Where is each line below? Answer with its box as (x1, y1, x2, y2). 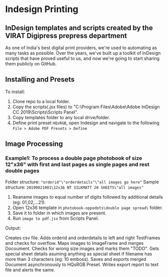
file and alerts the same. (5, 266, 55, 272)
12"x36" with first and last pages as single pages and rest (5, 161, 149, 168)
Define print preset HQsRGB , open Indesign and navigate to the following (12, 120, 159, 126)
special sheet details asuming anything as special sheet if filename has (5, 250, 152, 257)
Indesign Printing (5, 4, 79, 15)
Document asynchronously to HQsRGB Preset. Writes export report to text (5, 261, 159, 267)
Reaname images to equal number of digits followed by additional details (12, 194, 163, 200)
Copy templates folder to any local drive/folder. (12, 114, 111, 120)
